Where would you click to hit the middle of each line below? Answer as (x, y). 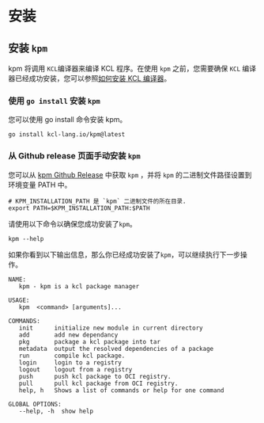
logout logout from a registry (75, 369)
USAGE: (19, 300)
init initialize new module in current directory (111, 328)
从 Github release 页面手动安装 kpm (74, 156)
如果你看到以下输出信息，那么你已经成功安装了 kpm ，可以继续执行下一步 (124, 254)
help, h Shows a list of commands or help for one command (121, 390)
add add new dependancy (68, 335)
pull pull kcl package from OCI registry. (98, 383)
